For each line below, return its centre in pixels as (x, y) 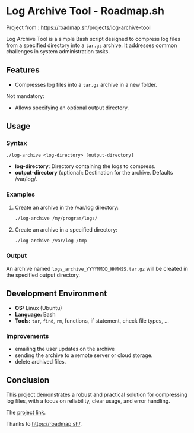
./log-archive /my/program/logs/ (56, 218)
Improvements (28, 336)
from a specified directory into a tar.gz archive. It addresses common (92, 45)
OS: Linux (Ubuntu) (38, 308)
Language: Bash (35, 314)
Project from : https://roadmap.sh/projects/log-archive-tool (78, 27)
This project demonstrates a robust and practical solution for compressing (97, 394)
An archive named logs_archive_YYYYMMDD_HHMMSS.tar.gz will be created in (97, 268)
